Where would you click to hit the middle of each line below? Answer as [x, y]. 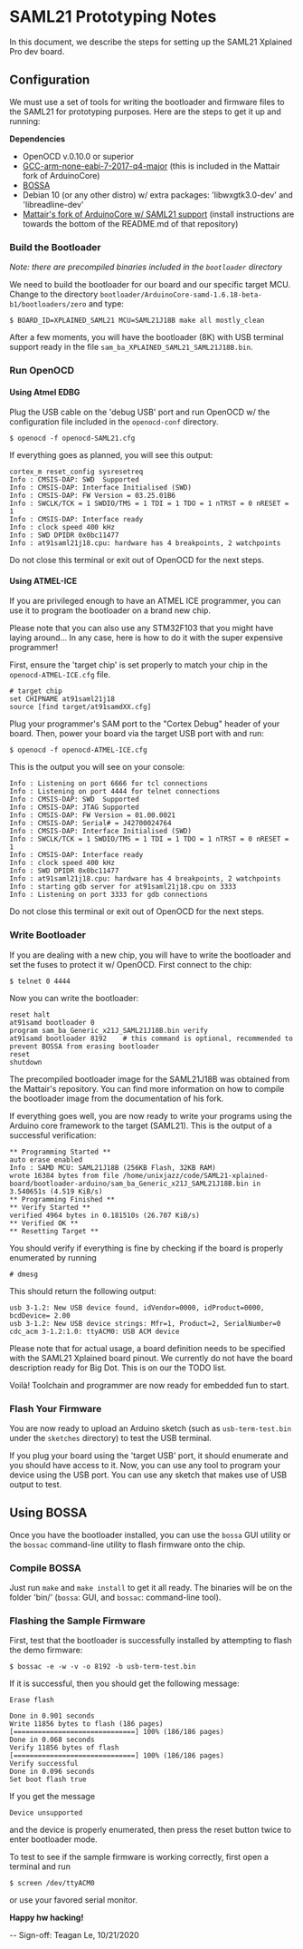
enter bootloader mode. [53, 1839]
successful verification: [53, 1135]
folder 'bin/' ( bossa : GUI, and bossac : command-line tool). [115, 1597]
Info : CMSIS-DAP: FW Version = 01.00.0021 [93, 815]
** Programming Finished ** [62, 1199]
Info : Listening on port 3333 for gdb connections [109, 895]
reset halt [30, 1014]
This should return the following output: [83, 1291]
